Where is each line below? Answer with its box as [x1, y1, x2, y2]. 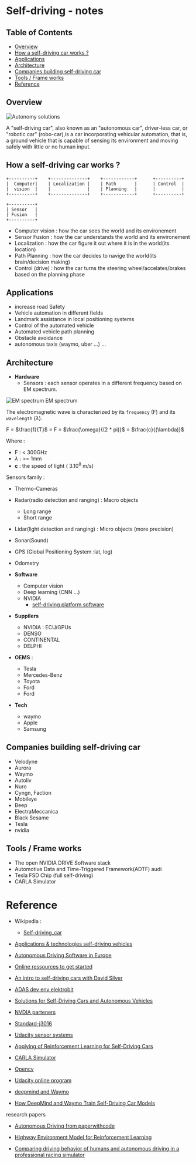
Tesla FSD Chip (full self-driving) [14, 872, 94, 879]
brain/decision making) [14, 258, 70, 265]
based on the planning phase [14, 271, 85, 278]
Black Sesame [14, 814, 49, 821]
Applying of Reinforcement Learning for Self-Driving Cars [14, 1043, 153, 1050]
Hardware [14, 373, 40, 380]
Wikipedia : [14, 917, 42, 925]
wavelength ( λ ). [6, 415, 43, 422]
